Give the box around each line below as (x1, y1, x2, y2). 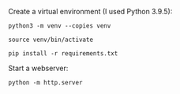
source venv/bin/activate (8, 36, 93, 43)
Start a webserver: (8, 63, 69, 73)
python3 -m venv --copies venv (8, 22, 111, 30)
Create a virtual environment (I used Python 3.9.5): (8, 7, 173, 16)
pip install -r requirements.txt (8, 50, 118, 58)
